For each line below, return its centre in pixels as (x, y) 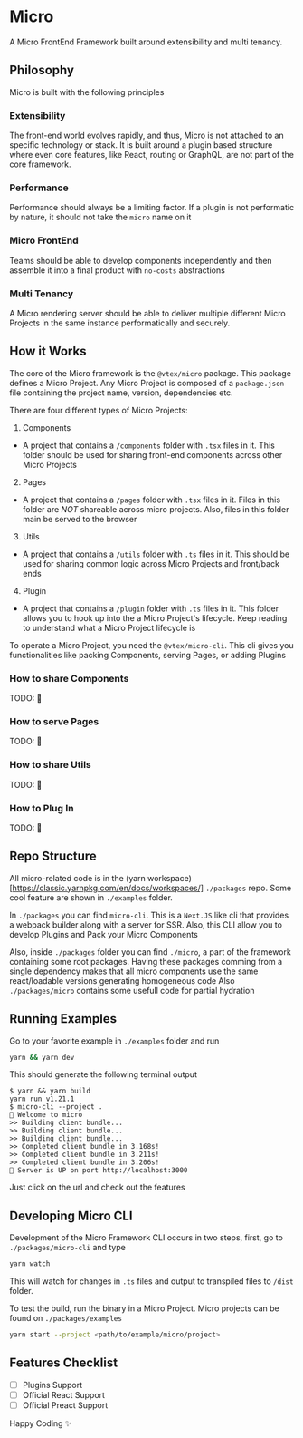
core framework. (40, 164)
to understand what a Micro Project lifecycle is (109, 627)
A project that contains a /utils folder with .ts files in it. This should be (156, 554)
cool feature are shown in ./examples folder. (91, 897)
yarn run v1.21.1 (42, 1099)
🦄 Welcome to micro (46, 1115)
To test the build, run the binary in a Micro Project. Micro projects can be (144, 1308)
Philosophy (42, 70)
